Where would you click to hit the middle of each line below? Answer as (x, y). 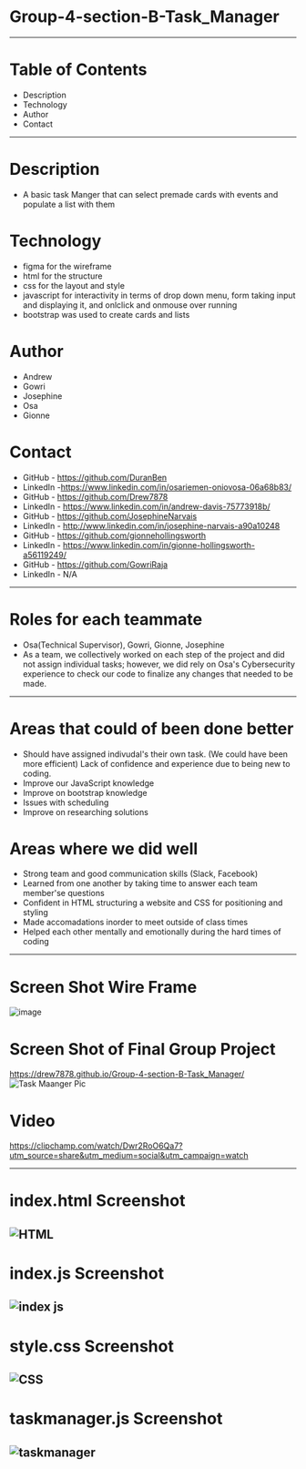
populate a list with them (69, 204)
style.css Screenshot (92, 1346)
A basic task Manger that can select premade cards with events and (150, 194)
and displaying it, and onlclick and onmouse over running (130, 305)
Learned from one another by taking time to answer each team (140, 883)
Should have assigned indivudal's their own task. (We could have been (155, 754)
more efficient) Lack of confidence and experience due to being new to (156, 763)
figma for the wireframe (67, 266)
